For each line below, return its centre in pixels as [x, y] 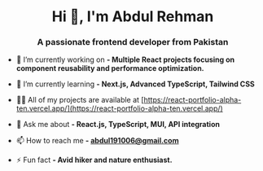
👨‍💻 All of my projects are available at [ [80, 100]
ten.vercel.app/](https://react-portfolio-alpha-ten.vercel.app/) [120, 108]
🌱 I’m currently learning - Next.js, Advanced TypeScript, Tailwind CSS [135, 84]
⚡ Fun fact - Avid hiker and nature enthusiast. [94, 160]
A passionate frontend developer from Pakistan [133, 42]
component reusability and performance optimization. [110, 68]
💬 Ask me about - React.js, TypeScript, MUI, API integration [118, 125]
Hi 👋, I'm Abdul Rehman [133, 17]
